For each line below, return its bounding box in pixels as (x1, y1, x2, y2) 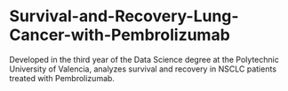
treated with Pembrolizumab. (9, 72, 116, 83)
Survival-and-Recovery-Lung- (9, 6, 239, 27)
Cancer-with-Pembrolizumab (9, 25, 231, 45)
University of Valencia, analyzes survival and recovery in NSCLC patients (9, 64, 277, 74)
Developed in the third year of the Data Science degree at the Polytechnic (9, 54, 280, 64)
